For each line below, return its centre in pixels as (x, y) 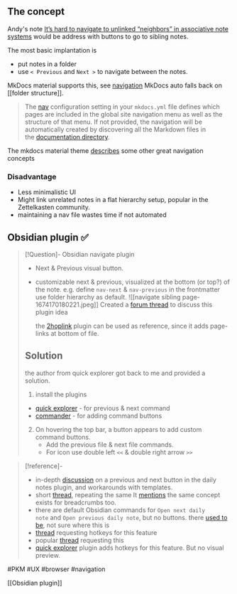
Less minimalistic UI (47, 192)
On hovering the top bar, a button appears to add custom (118, 429)
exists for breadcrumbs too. (76, 502)
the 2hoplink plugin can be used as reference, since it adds (122, 326)
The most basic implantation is (52, 50)
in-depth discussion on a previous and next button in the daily (126, 479)
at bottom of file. (75, 333)
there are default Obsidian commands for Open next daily (120, 510)
